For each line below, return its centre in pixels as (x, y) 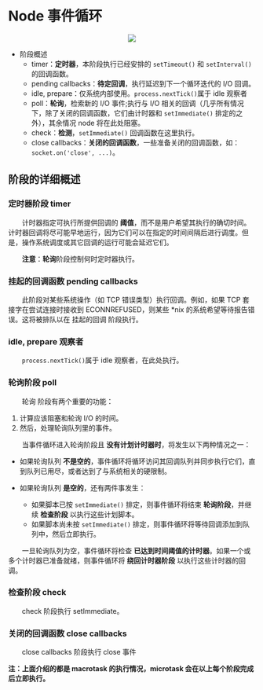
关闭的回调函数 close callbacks (68, 633)
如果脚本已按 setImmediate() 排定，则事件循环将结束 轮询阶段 (131, 505)
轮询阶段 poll (33, 383)
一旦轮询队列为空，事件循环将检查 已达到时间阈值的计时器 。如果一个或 (136, 550)
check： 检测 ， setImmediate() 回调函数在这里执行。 (115, 132)
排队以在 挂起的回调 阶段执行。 (92, 319)
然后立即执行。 (76, 534)
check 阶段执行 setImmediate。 (73, 611)
